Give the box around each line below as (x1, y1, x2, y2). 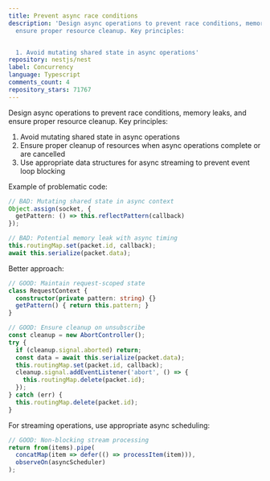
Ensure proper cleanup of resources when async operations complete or (19, 140, 261, 150)
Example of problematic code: (8, 182, 108, 191)
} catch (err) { (8, 391, 63, 399)
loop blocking (19, 166, 66, 175)
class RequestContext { (8, 286, 88, 294)
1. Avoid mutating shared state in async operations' (15, 48, 199, 56)
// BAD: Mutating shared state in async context (8, 197, 174, 205)
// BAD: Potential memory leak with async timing (8, 234, 178, 242)
